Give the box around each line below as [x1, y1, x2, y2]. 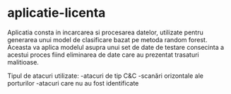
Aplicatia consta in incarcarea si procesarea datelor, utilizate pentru [7, 28, 203, 36]
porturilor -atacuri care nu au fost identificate [7, 79, 139, 87]
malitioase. [7, 58, 39, 66]
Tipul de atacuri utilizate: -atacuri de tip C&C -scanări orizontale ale [7, 72, 203, 80]
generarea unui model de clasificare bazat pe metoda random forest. [7, 35, 208, 43]
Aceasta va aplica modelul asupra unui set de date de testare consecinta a [7, 43, 225, 51]
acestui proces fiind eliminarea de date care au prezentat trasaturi [7, 51, 199, 59]
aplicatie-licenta [7, 5, 106, 21]
